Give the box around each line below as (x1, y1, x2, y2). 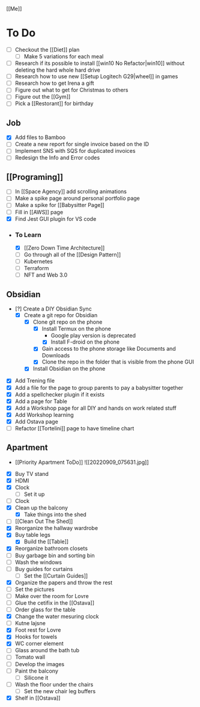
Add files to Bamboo (14, 134, 66, 141)
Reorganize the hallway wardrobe (14, 525, 98, 532)
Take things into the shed (23, 511, 87, 518)
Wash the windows (14, 558, 62, 566)
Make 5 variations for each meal (23, 53, 104, 60)
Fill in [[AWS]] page (14, 208, 64, 215)
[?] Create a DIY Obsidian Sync (14, 305, 92, 312)
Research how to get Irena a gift (14, 79, 94, 87)
